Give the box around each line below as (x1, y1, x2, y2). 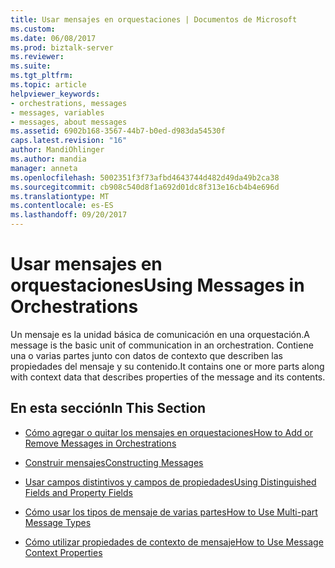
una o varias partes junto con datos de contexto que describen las (10, 349, 284, 361)
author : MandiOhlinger (10, 145, 105, 155)
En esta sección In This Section (10, 400, 207, 417)
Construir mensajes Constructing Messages (24, 456, 204, 468)
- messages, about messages (10, 117, 128, 127)
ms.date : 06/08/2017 (10, 33, 97, 43)
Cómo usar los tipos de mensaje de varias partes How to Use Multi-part (24, 506, 318, 518)
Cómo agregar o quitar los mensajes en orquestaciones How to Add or (24, 426, 313, 438)
